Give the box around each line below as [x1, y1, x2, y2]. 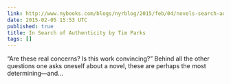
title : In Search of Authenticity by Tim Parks [7, 29, 146, 36]
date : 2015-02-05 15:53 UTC [7, 17, 88, 23]
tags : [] [7, 36, 32, 43]
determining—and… [7, 70, 63, 78]
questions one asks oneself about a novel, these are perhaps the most [7, 62, 206, 70]
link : [7, 10, 23, 17]
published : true [7, 23, 54, 30]
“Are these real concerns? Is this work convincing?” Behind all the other [7, 54, 210, 63]
